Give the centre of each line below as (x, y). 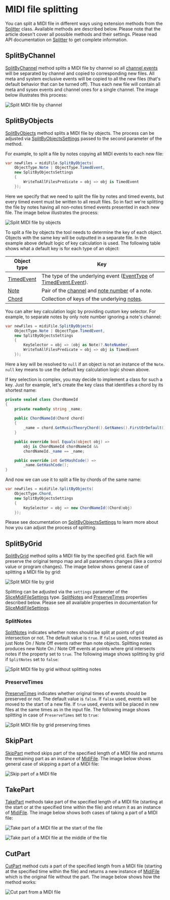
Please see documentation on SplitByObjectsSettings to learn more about (82, 522)
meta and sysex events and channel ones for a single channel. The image (82, 89)
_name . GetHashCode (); (46, 465)
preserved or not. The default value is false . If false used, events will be (81, 699)
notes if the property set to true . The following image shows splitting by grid (85, 654)
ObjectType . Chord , (34, 494)
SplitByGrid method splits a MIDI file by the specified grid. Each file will (79, 556)
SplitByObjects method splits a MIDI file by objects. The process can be (80, 133)
